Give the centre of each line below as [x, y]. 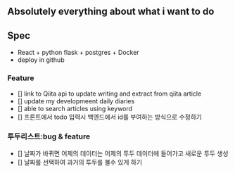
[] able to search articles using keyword [75, 108]
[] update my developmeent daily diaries [76, 101]
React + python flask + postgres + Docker [78, 53]
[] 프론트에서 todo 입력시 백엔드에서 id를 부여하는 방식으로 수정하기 [110, 117]
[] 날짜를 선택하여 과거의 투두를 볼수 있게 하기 [80, 162]
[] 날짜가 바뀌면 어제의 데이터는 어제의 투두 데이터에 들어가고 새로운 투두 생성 [123, 153]
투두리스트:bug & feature [49, 136]
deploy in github [41, 60]
